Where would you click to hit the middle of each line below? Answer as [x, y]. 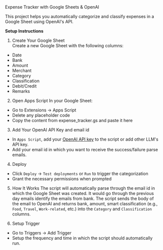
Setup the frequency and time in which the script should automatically [82, 238]
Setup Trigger [26, 223]
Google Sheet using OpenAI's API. [39, 22]
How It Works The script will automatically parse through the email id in [83, 188]
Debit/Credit [24, 86]
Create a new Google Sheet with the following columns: [68, 45]
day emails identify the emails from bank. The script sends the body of [83, 198]
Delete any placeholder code [41, 115]
